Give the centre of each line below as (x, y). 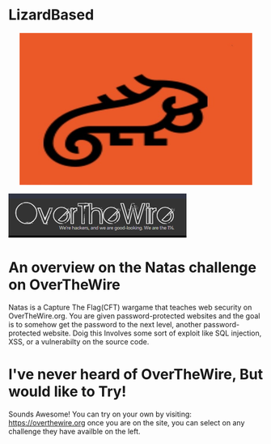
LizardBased (51, 15)
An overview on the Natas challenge (133, 268)
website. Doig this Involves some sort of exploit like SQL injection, (152, 333)
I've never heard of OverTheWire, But (136, 375)
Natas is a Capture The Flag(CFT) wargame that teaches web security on (130, 307)
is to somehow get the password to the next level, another (105, 324)
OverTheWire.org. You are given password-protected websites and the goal (134, 316)
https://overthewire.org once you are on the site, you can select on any (127, 422)
